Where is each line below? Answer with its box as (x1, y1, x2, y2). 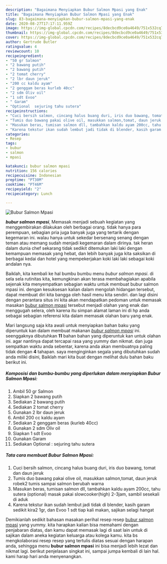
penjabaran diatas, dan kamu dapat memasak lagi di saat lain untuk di (5, 527, 148, 533)
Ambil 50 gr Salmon (12, 388, 54, 394)
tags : (5, 141, 17, 146)
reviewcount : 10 (5, 49, 39, 54)
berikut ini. (5, 359, 28, 365)
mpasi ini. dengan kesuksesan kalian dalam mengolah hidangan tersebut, (5, 286, 155, 292)
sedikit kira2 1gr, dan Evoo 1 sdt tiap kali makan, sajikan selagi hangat (12, 507, 154, 513)
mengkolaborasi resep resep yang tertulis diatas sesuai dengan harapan (5, 537, 153, 543)
